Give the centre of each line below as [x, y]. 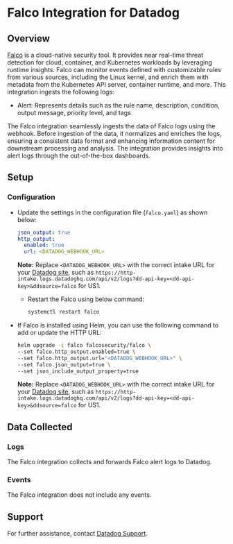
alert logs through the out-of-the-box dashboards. [79, 155]
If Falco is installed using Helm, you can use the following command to [118, 325]
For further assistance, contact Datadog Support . [77, 534]
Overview [29, 39]
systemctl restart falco [63, 312]
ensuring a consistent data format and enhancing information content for [111, 141]
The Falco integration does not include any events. [79, 495]
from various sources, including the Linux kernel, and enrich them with [108, 77]
